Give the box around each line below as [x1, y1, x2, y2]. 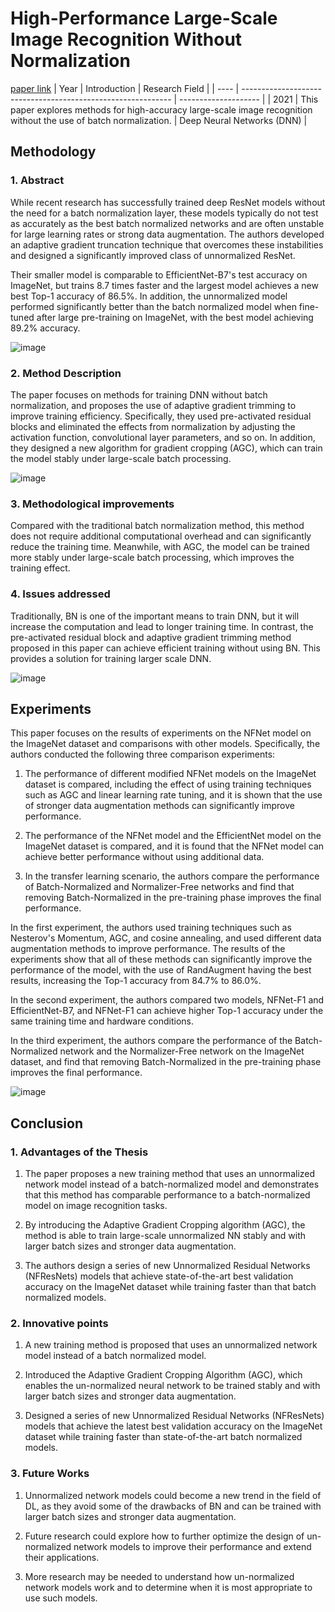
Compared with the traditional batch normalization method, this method [10, 520, 305, 532]
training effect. [10, 562, 71, 574]
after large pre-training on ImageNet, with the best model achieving [36, 311, 314, 323]
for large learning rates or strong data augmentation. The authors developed [10, 228, 325, 240]
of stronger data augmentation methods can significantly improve [24, 800, 295, 812]
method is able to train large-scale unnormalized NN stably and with [24, 1230, 306, 1242]
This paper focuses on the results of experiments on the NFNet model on [10, 727, 312, 739]
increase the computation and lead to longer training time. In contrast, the [10, 620, 314, 632]
